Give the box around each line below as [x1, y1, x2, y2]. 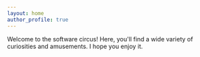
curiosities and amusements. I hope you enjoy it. [7, 42, 143, 50]
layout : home [7, 9, 44, 17]
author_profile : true [7, 16, 69, 23]
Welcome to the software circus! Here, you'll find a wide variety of [7, 35, 193, 43]
